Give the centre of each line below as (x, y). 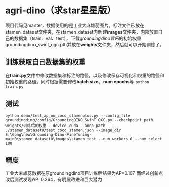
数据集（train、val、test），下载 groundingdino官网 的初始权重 (78, 38)
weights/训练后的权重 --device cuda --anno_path (55, 126)
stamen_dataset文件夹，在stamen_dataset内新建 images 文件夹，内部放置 (82, 32)
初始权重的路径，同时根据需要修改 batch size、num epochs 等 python (77, 81)
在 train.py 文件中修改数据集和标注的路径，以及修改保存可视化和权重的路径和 (85, 75)
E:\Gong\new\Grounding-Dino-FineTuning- (49, 134)
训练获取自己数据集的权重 (45, 62)
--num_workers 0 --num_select (130, 139)
